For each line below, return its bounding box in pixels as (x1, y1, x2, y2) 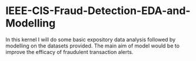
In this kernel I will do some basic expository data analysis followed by (5, 36, 176, 43)
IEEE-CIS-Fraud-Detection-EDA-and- (5, 4, 191, 18)
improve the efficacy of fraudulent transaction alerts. (5, 48, 134, 55)
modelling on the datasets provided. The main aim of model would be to (5, 42, 180, 49)
